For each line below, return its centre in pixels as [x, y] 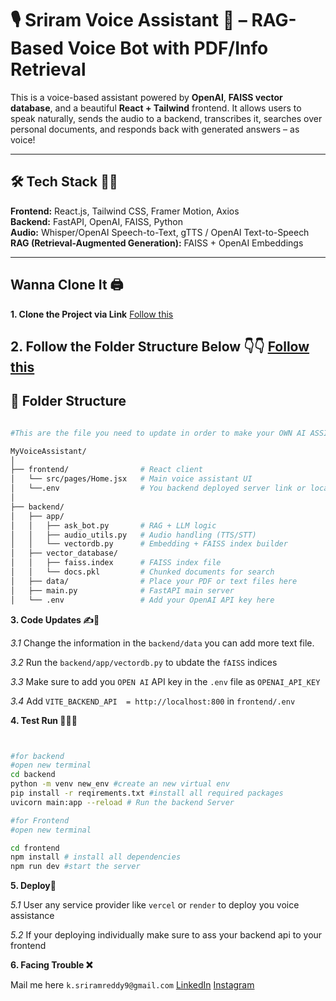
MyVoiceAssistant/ [48, 451]
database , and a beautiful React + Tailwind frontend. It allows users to [156, 108]
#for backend [37, 756]
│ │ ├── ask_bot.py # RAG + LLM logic [113, 525]
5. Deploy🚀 [33, 886]
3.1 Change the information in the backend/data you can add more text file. [162, 643]
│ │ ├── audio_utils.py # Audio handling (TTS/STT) [133, 535]
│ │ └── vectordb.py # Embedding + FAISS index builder [149, 544]
